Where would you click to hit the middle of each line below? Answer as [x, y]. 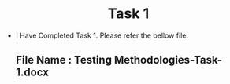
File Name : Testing [64, 60]
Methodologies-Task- [168, 60]
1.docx [32, 73]
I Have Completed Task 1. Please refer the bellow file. [102, 35]
